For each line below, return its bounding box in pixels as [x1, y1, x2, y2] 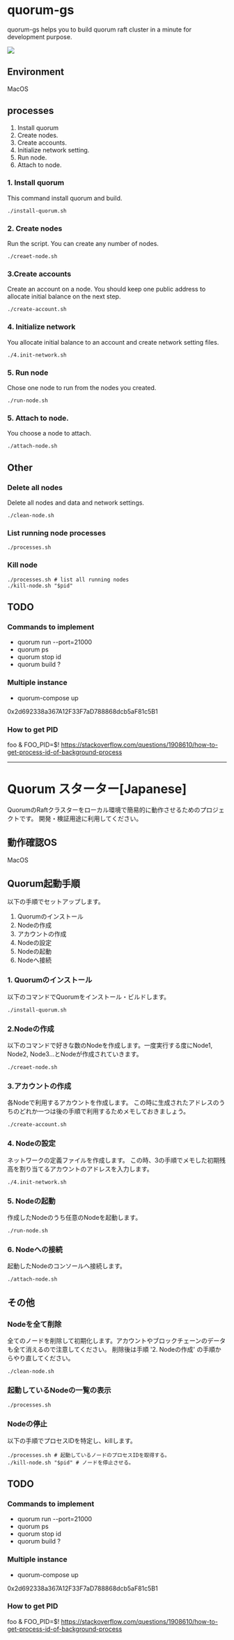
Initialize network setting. [17, 145, 90, 154]
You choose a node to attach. [7, 429, 92, 438]
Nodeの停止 [7, 1419, 47, 1429]
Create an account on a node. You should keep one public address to [7, 285, 206, 294]
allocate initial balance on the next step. [7, 292, 121, 301]
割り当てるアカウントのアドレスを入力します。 [19, 1165, 153, 1173]
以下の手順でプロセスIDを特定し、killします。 [7, 1436, 137, 1445]
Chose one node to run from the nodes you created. [7, 384, 157, 392]
